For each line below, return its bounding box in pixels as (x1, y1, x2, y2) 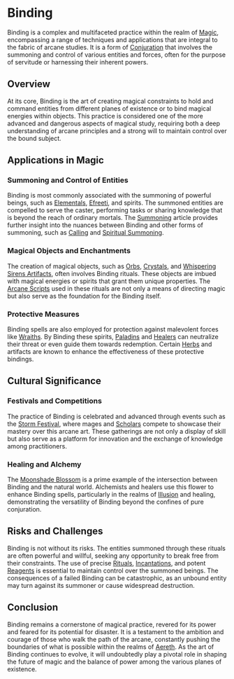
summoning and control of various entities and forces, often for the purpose (7, 50, 226, 59)
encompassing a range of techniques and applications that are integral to (7, 35, 218, 43)
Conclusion (7, 601, 59, 614)
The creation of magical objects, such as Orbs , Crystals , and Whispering (7, 261, 217, 270)
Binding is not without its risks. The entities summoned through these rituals (7, 544, 226, 552)
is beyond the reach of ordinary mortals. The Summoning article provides (7, 214, 219, 222)
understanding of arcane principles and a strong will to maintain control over (7, 126, 227, 135)
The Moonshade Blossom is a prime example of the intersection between (7, 475, 218, 484)
